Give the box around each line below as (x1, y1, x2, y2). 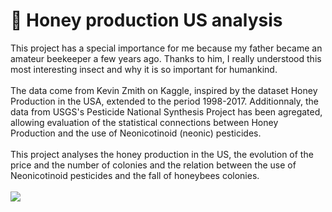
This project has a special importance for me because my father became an (10, 42, 323, 54)
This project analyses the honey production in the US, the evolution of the (10, 148, 314, 160)
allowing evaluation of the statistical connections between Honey (10, 116, 279, 128)
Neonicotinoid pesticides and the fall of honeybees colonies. (10, 169, 260, 181)
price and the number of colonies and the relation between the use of (10, 159, 297, 171)
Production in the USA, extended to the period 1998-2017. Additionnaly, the (10, 95, 320, 107)
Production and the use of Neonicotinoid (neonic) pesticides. (10, 127, 262, 139)
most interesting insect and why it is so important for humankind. (10, 63, 278, 75)
